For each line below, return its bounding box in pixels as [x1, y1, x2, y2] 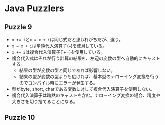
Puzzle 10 [4, 113, 35, 122]
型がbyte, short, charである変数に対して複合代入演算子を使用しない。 [11, 86, 155, 92]
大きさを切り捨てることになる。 [11, 99, 78, 104]
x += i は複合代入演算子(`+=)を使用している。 [11, 49, 105, 55]
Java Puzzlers [4, 3, 64, 14]
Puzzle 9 [4, 23, 32, 31]
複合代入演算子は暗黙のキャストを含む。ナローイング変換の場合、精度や [11, 92, 160, 98]
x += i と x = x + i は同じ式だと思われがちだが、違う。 [11, 37, 124, 42]
